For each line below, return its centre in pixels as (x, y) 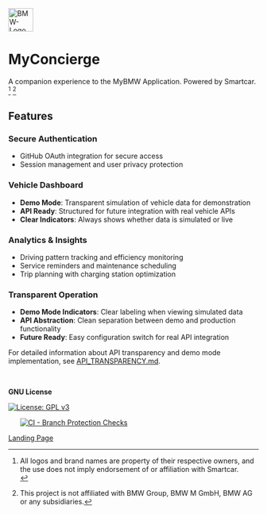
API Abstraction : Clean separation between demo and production (128, 320)
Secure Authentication (53, 138)
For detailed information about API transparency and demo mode (114, 353)
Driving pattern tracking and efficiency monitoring (101, 257)
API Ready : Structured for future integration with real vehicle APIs (128, 211)
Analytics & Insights (48, 240)
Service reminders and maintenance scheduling (98, 265)
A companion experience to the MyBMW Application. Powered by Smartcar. (132, 81)
